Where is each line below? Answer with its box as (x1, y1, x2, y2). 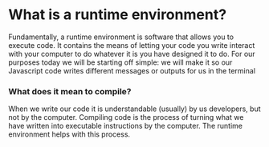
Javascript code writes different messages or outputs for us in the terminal (8, 66, 255, 75)
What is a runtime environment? (8, 6, 227, 24)
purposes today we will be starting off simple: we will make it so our (8, 58, 233, 67)
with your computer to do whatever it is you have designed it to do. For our (8, 49, 255, 58)
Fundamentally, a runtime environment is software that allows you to (8, 32, 234, 42)
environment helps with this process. (8, 129, 131, 139)
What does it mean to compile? (8, 85, 132, 97)
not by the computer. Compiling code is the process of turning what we (8, 113, 244, 122)
